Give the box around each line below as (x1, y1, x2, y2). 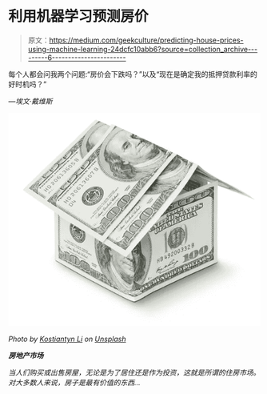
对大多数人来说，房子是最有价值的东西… (8, 378, 141, 388)
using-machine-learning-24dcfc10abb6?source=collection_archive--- (27, 44, 258, 54)
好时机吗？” (8, 79, 47, 89)
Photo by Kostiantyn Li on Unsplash (8, 334, 126, 344)
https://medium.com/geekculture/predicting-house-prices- (49, 35, 244, 45)
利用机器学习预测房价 (8, 7, 149, 26)
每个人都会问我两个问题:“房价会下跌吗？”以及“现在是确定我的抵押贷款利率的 (8, 69, 257, 78)
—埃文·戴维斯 (8, 96, 54, 106)
